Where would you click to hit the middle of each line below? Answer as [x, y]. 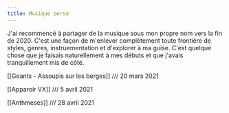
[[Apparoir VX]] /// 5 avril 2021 [50, 89]
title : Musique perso [38, 13]
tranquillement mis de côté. [46, 62]
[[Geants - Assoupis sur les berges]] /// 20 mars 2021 [83, 76]
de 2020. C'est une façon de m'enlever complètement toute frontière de [109, 40]
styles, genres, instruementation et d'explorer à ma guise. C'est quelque [109, 48]
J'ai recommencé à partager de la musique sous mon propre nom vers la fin [115, 33]
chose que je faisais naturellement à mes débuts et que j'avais [95, 55]
